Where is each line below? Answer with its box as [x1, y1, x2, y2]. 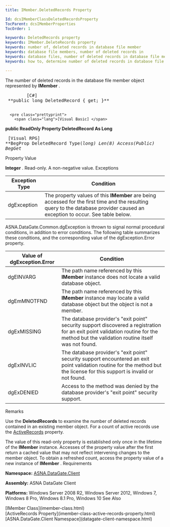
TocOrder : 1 [5, 26, 30, 31]
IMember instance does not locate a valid [61, 273, 160, 280]
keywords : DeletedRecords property [5, 35, 80, 41]
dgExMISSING [8, 328, 41, 335]
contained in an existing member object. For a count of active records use [5, 423, 159, 430]
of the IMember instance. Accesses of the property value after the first [5, 444, 153, 450]
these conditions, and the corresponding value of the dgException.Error [5, 235, 155, 241]
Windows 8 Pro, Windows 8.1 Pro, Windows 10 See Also [5, 495, 121, 501]
